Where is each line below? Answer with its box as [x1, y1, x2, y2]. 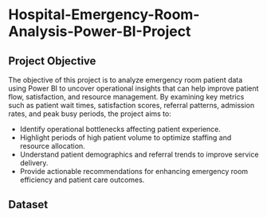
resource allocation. [19, 141, 85, 150]
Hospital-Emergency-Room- [8, 6, 200, 24]
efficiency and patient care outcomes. [19, 175, 145, 184]
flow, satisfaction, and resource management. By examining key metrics [8, 92, 245, 101]
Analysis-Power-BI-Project [8, 22, 191, 41]
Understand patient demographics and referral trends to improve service [19, 149, 259, 159]
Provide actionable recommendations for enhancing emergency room [19, 167, 249, 176]
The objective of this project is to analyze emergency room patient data [8, 76, 243, 84]
